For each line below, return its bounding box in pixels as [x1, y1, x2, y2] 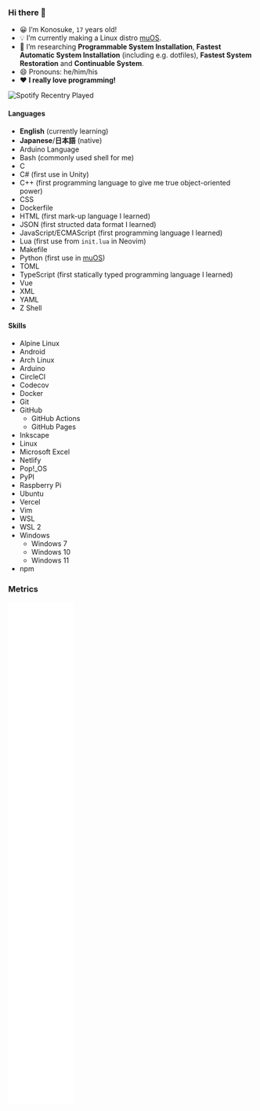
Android [19, 346, 45, 356]
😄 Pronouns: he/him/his [19, 67, 98, 77]
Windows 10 [31, 547, 71, 556]
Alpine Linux [19, 338, 60, 348]
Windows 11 [31, 555, 69, 565]
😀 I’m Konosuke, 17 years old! [19, 25, 117, 35]
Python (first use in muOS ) [19, 253, 106, 262]
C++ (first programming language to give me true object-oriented [19, 178, 231, 187]
